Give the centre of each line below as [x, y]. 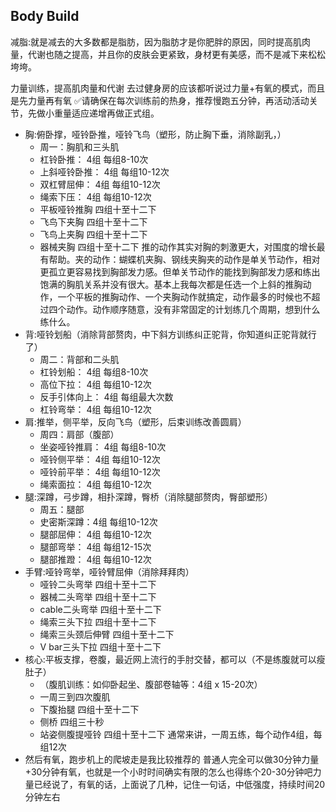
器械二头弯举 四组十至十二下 [98, 596]
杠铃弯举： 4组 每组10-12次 [95, 409]
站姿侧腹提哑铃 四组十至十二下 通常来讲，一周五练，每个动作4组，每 [181, 734]
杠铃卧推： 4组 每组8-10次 [94, 159]
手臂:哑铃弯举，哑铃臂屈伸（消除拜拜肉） [109, 571]
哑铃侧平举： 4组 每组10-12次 [100, 459]
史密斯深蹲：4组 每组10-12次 [98, 521]
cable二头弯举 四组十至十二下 [100, 609]
